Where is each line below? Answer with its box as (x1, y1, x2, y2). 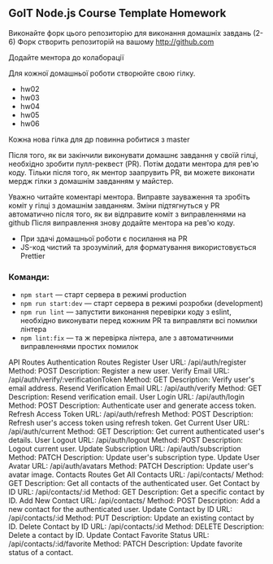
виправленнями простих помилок (19, 342, 139, 352)
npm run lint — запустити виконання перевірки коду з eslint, (19, 307, 232, 317)
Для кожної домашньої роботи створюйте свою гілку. (8, 68, 196, 78)
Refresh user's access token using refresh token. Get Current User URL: (8, 418, 250, 428)
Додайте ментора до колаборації (8, 52, 124, 62)
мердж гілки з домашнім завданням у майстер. (8, 176, 174, 186)
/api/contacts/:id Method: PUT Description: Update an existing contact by (8, 513, 254, 523)
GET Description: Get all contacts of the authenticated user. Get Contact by (8, 479, 260, 488)
